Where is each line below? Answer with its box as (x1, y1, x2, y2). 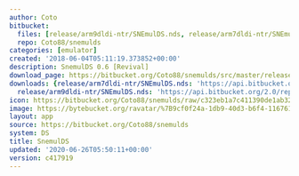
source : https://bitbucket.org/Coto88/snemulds (9, 121, 190, 130)
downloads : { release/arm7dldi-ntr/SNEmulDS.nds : (9, 79, 193, 88)
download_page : (9, 71, 66, 80)
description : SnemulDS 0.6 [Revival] (9, 63, 149, 72)
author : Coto (9, 12, 58, 22)
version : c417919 (9, 153, 74, 163)
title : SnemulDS (9, 137, 69, 146)
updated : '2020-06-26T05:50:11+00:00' (9, 145, 153, 154)
